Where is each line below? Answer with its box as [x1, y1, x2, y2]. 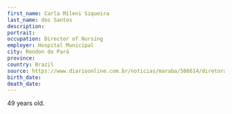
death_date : [7, 80, 41, 87]
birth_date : [7, 73, 41, 81]
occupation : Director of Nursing [7, 36, 104, 43]
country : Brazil [7, 61, 54, 68]
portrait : [7, 29, 36, 36]
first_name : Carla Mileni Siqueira [7, 10, 110, 17]
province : [7, 55, 36, 62]
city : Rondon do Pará [7, 49, 70, 56]
